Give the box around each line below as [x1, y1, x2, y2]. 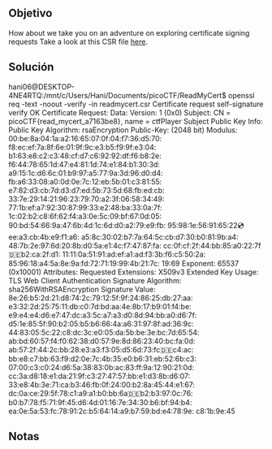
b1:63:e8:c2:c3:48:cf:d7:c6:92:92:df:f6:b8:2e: [8, 150, 162, 161]
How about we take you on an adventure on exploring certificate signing [8, 28, 250, 37]
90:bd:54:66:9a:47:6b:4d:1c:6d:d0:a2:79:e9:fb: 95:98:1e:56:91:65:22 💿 [8, 220, 245, 230]
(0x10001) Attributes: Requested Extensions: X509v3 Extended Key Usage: [8, 267, 259, 277]
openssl [228, 90, 255, 100]
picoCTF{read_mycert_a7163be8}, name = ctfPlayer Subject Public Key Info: [8, 116, 264, 126]
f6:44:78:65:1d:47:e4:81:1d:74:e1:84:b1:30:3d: [8, 159, 161, 169]
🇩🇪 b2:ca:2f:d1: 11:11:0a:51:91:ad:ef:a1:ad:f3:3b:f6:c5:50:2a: [8, 249, 206, 259]
